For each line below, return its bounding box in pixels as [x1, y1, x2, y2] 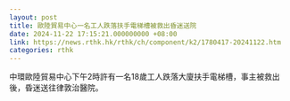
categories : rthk [9, 46, 74, 55]
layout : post [9, 12, 58, 22]
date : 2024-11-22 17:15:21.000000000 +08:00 [9, 29, 178, 38]
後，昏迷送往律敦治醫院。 [9, 82, 104, 93]
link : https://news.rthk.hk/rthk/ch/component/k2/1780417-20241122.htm [9, 37, 281, 47]
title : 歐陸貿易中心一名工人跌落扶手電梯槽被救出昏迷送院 [9, 21, 197, 30]
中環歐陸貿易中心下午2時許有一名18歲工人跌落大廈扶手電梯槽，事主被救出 [9, 72, 280, 82]
